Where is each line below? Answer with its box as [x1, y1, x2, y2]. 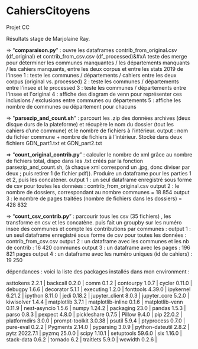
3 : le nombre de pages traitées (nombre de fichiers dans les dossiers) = [6, 195, 182, 202]
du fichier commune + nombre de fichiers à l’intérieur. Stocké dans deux [6, 133, 183, 140]
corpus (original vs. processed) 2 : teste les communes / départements [6, 78, 179, 85]
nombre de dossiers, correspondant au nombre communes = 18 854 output [6, 188, 190, 195]
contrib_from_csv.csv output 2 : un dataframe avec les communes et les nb [6, 237, 189, 244]
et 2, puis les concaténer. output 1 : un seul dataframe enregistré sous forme [6, 176, 192, 183]
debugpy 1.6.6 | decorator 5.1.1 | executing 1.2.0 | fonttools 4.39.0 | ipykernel [6, 285, 191, 293]
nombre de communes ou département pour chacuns [6, 103, 137, 110]
